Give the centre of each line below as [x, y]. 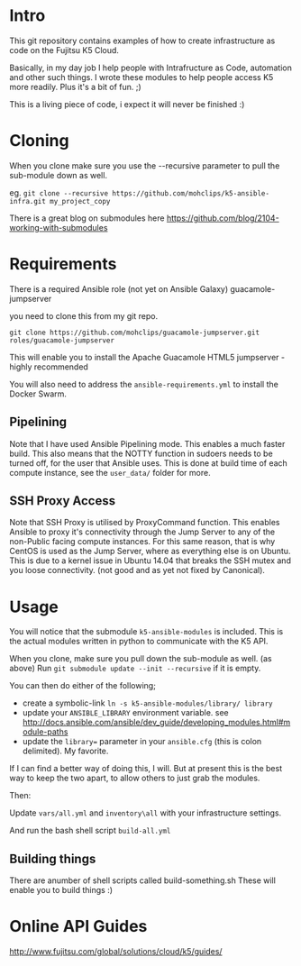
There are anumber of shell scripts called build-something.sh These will [143, 880]
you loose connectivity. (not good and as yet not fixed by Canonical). [137, 570]
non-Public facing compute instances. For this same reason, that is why [142, 542]
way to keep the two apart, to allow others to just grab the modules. [135, 778]
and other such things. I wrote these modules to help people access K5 [141, 77]
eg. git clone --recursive [59, 192]
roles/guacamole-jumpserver [62, 340]
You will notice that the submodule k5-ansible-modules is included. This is [146, 632]
